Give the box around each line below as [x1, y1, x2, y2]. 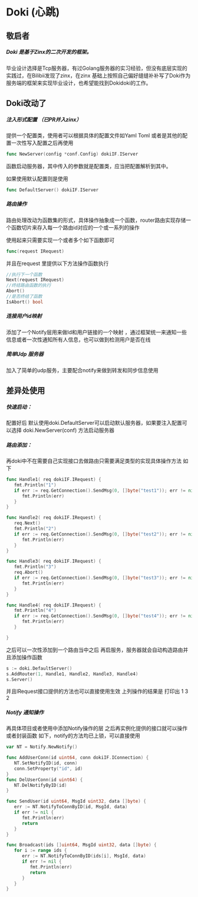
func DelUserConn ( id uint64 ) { [6, 776, 83, 783]
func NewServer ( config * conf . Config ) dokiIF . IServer [6, 151, 138, 157]
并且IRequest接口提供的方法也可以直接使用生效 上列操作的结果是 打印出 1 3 [6, 688, 189, 695]
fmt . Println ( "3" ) [14, 564, 57, 570]
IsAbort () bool [6, 299, 44, 305]
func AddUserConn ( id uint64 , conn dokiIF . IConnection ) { [6, 755, 149, 761]
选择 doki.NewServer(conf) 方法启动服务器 [11, 427, 115, 434]
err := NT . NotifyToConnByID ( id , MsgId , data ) [14, 804, 128, 810]
